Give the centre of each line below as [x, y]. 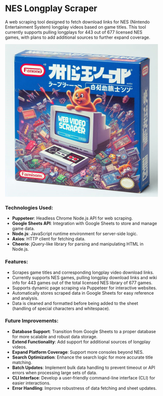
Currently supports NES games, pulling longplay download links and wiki [84, 277]
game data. [23, 229]
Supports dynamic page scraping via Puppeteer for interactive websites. [84, 288]
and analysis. [25, 298]
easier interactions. [31, 383]
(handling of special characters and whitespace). [61, 308]
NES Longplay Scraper [51, 8]
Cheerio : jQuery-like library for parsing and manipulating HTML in [78, 244]
